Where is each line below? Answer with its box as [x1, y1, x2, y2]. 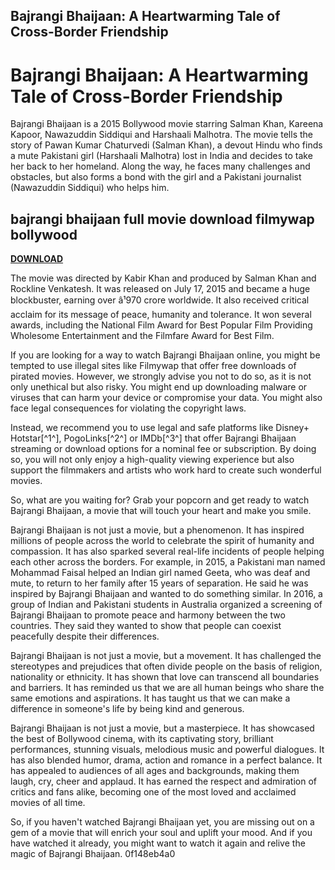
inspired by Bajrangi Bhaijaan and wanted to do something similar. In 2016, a [10, 588, 323, 600]
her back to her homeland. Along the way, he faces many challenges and [10, 160, 311, 173]
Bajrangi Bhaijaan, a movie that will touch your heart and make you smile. [10, 505, 312, 517]
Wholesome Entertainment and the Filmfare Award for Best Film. [10, 330, 275, 342]
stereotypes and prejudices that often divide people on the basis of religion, [10, 660, 323, 673]
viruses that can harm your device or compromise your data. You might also [10, 392, 323, 404]
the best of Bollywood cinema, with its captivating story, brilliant [10, 733, 274, 745]
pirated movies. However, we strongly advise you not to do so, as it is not [10, 370, 312, 383]
